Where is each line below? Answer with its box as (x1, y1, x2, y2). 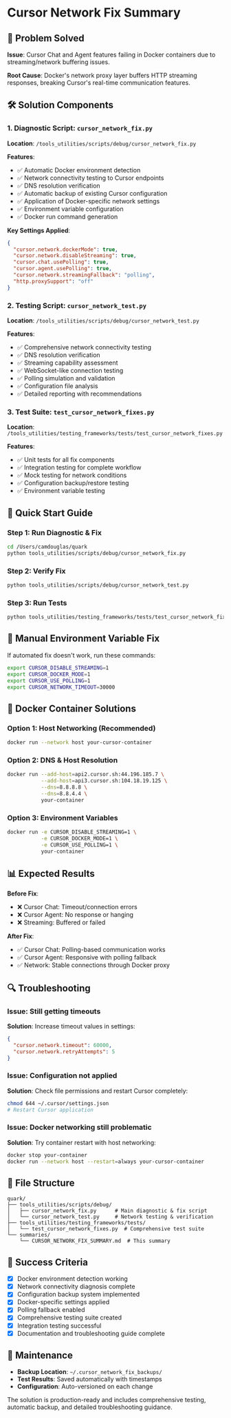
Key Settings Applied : (7, 226, 71, 234)
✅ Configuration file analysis (16, 381, 98, 390)
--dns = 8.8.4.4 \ (41, 790, 88, 797)
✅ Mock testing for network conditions (16, 471, 127, 480)
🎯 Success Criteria (7, 1256, 88, 1268)
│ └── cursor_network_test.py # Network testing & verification (7, 1213, 214, 1221)
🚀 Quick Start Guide (7, 507, 93, 518)
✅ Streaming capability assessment (16, 358, 118, 367)
